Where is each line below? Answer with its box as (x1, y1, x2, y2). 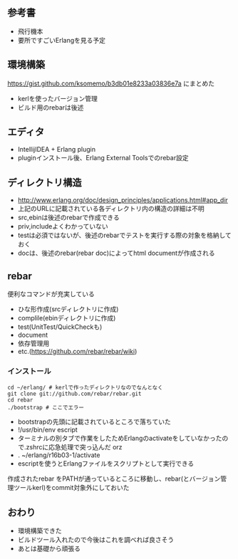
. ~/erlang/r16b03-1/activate (17, 451, 100, 459)
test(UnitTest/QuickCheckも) (17, 323, 103, 331)
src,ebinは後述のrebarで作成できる (17, 213, 120, 222)
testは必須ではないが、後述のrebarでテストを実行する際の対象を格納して (17, 231, 232, 240)
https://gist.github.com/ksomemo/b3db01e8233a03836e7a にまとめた (7, 79, 215, 88)
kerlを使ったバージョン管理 (17, 94, 98, 103)
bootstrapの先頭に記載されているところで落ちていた (17, 417, 171, 426)
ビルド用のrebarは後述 (17, 103, 84, 112)
